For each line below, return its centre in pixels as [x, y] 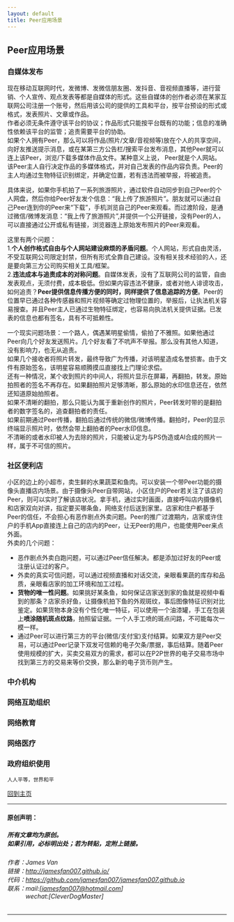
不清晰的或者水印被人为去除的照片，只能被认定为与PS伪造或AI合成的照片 [112, 437]
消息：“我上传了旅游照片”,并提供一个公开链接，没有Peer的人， [135, 216]
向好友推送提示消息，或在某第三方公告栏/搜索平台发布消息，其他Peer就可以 [116, 149]
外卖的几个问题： [32, 543]
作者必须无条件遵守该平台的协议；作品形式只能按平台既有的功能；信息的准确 [117, 123]
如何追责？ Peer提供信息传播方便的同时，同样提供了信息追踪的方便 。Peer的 [115, 292]
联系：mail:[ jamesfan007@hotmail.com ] [65, 889]
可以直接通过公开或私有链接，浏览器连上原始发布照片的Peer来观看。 [106, 225]
